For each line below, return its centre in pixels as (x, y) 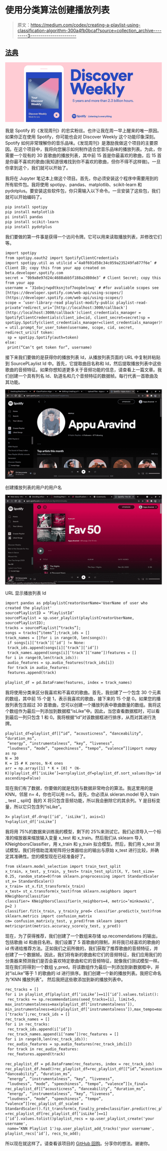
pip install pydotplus (29, 227)
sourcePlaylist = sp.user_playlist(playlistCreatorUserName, (70, 618)
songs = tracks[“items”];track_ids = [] (48, 633)
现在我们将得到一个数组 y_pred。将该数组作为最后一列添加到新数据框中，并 (82, 967)
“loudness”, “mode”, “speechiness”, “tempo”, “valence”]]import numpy (82, 748)
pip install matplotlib (30, 212)
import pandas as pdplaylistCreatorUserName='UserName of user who (77, 603)
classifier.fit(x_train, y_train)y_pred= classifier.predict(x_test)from (83, 911)
